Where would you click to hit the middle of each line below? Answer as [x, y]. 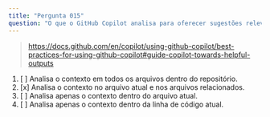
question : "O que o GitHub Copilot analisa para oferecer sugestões [125, 23]
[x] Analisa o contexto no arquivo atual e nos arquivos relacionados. [132, 87]
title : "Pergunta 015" [46, 16]
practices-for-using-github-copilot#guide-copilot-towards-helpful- [139, 54]
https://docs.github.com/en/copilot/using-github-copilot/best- [131, 46]
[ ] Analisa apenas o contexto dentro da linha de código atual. [122, 104]
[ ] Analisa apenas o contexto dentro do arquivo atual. [109, 95]
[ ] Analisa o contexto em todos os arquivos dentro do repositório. [129, 79]
